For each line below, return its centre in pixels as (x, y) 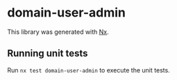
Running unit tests (48, 53)
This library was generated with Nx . (58, 32)
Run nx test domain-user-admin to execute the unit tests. (88, 70)
